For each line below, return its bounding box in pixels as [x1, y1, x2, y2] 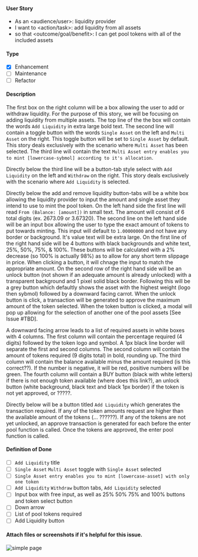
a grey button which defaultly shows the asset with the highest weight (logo [6, 284, 191, 291]
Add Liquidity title [14, 459, 60, 466]
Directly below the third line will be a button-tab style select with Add [6, 166, 173, 173]
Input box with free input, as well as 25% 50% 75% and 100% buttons [14, 491, 185, 498]
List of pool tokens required [14, 510, 82, 517]
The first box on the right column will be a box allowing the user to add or [6, 103, 184, 111]
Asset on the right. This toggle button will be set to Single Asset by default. [6, 135, 189, 142]
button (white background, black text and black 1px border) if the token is [6, 383, 184, 390]
